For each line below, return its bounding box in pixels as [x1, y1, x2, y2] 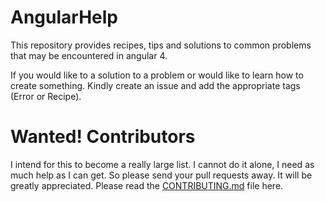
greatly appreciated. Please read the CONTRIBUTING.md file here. [10, 179, 284, 191]
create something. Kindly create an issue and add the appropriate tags [10, 79, 301, 91]
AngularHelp [10, 6, 118, 29]
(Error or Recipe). [10, 90, 82, 102]
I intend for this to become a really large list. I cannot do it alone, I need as [10, 158, 315, 170]
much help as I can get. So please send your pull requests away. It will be [10, 169, 313, 181]
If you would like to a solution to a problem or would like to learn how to [10, 69, 304, 81]
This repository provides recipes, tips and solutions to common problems [10, 39, 312, 51]
